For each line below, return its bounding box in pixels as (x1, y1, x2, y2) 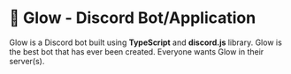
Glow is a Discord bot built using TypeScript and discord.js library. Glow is (9, 37, 283, 48)
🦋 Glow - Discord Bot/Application (9, 8, 257, 28)
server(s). (9, 55, 45, 66)
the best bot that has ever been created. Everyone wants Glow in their (9, 46, 264, 56)
